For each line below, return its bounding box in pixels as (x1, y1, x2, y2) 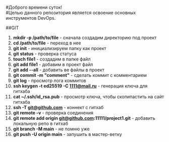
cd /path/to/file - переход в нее (13, 40, 81, 46)
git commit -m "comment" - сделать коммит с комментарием (13, 72, 147, 78)
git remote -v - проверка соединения (13, 110, 94, 116)
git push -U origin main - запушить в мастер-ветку (13, 131, 123, 137)
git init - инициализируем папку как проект (13, 45, 106, 51)
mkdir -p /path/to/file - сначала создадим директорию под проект (13, 35, 157, 40)
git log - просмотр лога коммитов (13, 78, 86, 83)
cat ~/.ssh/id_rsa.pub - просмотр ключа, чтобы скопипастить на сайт (13, 93, 164, 100)
